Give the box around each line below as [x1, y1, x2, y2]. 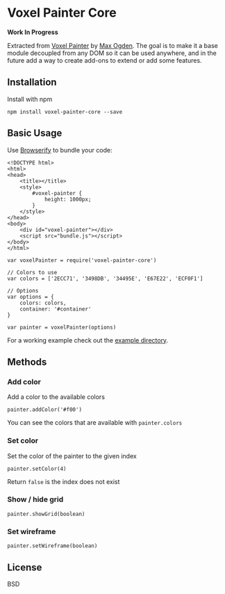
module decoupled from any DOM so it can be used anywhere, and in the [7, 49, 217, 57]
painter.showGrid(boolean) [7, 510, 85, 517]
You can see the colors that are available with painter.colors [7, 419, 183, 427]
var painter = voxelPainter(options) [7, 324, 117, 331]
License [7, 561, 42, 573]
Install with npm [7, 95, 53, 103]
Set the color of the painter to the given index [7, 451, 137, 460]
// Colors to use [7, 269, 58, 276]
